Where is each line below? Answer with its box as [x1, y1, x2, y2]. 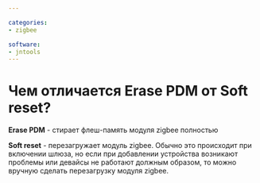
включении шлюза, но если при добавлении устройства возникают [8, 149, 239, 159]
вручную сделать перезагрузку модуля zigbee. [8, 166, 169, 176]
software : [8, 41, 41, 49]
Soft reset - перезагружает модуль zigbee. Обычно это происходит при [8, 141, 252, 150]
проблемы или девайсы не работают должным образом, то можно [8, 158, 237, 167]
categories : [8, 18, 48, 26]
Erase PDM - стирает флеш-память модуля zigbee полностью [8, 125, 219, 135]
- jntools [8, 48, 41, 56]
